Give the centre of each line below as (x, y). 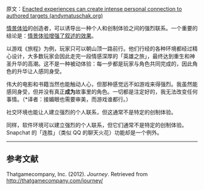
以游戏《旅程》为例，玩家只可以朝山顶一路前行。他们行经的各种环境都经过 (99, 48)
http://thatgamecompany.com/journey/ (55, 180)
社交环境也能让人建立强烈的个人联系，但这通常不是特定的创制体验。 (91, 112)
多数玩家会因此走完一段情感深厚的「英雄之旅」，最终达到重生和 (111, 56)
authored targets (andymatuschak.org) (55, 16)
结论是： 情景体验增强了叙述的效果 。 (52, 36)
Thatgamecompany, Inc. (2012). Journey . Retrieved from (77, 174)
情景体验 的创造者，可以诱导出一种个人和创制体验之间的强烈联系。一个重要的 (102, 28)
